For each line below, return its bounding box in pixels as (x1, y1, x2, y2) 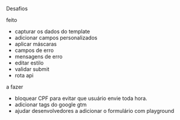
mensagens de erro (14, 53, 63, 60)
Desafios (6, 5, 28, 12)
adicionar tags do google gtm (14, 101, 87, 108)
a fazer (6, 83, 24, 90)
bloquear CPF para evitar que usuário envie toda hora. (14, 95, 147, 102)
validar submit (14, 66, 50, 73)
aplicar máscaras (14, 41, 57, 47)
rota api (14, 72, 34, 79)
